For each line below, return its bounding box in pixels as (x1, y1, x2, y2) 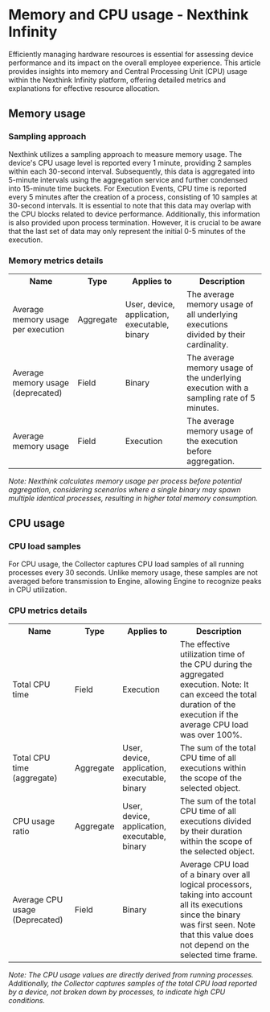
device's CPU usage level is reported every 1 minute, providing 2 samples (8, 158, 252, 167)
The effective (179, 638, 231, 649)
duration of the (179, 698, 236, 710)
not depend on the (179, 939, 250, 950)
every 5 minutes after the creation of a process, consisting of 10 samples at (8, 191, 258, 202)
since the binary (179, 909, 241, 920)
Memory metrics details (8, 255, 104, 266)
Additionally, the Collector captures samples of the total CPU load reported (8, 978, 257, 988)
